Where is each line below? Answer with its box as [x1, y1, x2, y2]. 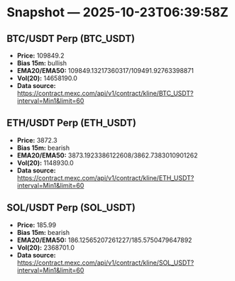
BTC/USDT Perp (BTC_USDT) [6, 33, 136, 45]
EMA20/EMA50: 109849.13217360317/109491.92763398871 [16, 67, 195, 75]
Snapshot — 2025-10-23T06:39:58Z [6, 4, 229, 21]
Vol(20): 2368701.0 [16, 243, 75, 252]
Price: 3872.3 [16, 136, 58, 144]
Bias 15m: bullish [16, 59, 67, 67]
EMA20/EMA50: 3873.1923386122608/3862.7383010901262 [16, 150, 198, 160]
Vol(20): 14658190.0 [16, 74, 77, 82]
